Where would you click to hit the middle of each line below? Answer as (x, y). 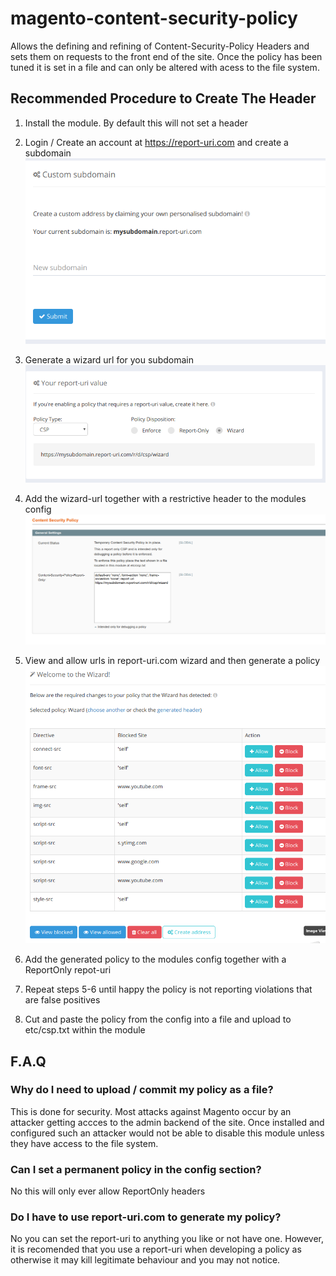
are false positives (62, 1000)
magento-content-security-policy (154, 18)
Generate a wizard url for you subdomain (109, 359)
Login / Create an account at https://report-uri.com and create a (156, 142)
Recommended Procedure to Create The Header (163, 98)
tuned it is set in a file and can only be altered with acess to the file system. (165, 67)
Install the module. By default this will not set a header (136, 123)
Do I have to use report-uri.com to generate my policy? (146, 1217)
